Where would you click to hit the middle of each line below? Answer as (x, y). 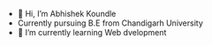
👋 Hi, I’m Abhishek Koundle (67, 14)
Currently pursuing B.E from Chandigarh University (110, 23)
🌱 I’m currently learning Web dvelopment (92, 32)
